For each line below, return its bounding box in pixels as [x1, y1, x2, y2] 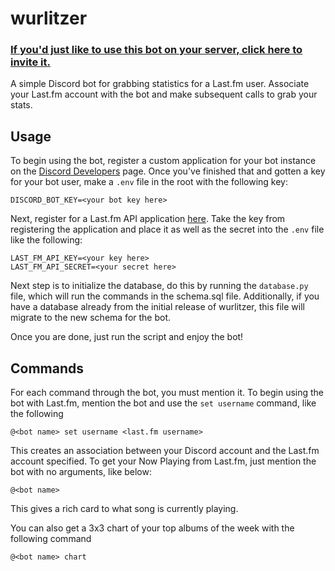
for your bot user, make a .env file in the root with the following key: [10, 176, 288, 188]
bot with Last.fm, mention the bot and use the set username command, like [10, 397, 317, 409]
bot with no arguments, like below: [10, 466, 153, 478]
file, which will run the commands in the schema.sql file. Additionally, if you [10, 290, 320, 302]
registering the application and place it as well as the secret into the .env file [10, 223, 325, 236]
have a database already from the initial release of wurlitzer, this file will [10, 301, 305, 313]
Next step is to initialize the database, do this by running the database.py [10, 280, 309, 292]
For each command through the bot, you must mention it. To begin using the [10, 387, 325, 399]
